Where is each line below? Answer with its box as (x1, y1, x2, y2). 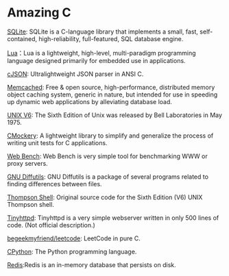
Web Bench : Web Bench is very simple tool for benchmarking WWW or (7, 152, 208, 160)
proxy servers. (7, 159, 48, 167)
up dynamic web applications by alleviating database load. (7, 97, 173, 105)
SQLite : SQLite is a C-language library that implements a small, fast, (7, 27, 199, 36)
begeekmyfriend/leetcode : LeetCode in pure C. (7, 234, 141, 242)
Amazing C (7, 5, 71, 21)
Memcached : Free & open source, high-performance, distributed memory (7, 83, 215, 91)
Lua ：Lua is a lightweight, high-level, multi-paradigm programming (7, 49, 197, 57)
